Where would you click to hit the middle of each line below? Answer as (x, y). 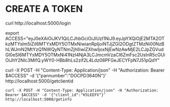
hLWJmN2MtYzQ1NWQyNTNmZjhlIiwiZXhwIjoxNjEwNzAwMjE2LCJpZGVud (85, 49)
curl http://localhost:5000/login (38, 23)
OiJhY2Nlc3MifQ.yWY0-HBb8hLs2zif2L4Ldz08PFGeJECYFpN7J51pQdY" (82, 60)
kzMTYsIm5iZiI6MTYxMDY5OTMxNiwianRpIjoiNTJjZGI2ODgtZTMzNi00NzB (85, 44)
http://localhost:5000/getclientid (39, 81)
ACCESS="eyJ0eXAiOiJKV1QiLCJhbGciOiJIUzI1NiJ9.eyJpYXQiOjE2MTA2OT (85, 38)
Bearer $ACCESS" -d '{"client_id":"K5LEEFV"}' (56, 95)
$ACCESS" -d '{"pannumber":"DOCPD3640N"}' (56, 75)
